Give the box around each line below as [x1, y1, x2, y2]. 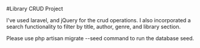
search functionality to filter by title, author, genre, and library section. [6, 23, 181, 30]
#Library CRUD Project [6, 5, 64, 12]
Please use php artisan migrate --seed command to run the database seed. [6, 35, 195, 41]
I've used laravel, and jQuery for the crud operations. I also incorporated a [6, 17, 191, 23]
